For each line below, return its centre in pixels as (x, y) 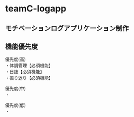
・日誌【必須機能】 (25, 72)
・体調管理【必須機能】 (29, 65)
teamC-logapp (36, 9)
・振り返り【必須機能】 (29, 78)
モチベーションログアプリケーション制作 (67, 28)
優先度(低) (16, 105)
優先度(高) (16, 59)
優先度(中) (16, 88)
